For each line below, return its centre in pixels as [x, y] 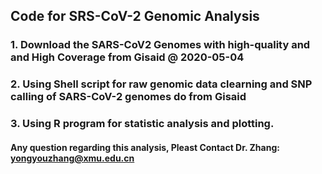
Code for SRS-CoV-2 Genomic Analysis [135, 16]
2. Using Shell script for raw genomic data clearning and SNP [161, 84]
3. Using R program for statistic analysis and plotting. [142, 124]
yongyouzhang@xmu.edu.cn [72, 158]
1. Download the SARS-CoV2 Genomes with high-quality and [160, 45]
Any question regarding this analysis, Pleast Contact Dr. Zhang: [145, 147]
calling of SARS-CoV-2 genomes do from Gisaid [128, 97]
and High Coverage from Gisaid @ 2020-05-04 [127, 57]
